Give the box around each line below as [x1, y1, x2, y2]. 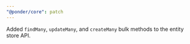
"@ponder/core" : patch [6, 8, 64, 15]
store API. [6, 31, 31, 39]
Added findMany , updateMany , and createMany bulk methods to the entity [6, 25, 184, 33]
